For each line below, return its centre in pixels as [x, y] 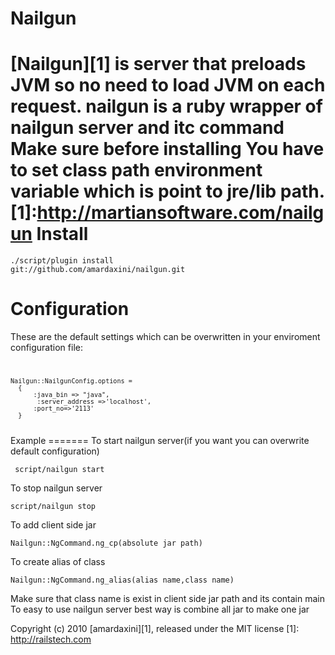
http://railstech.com [51, 639]
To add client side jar [53, 524]
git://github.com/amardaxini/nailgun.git [98, 270]
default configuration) [55, 451]
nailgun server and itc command [147, 128]
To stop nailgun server [56, 488]
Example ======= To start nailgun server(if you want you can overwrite [160, 440]
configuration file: [46, 348]
